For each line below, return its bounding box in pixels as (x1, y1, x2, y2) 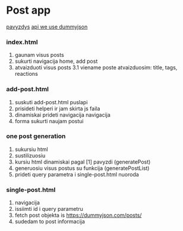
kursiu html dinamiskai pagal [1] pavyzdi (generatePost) (14, 158, 151, 165)
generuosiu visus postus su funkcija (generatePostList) (14, 164, 150, 172)
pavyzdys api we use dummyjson (6, 23, 88, 30)
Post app (6, 4, 51, 17)
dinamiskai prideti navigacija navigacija (14, 111, 111, 118)
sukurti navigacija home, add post (14, 57, 98, 65)
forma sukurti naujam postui (14, 117, 84, 124)
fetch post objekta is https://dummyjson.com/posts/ (14, 211, 142, 219)
